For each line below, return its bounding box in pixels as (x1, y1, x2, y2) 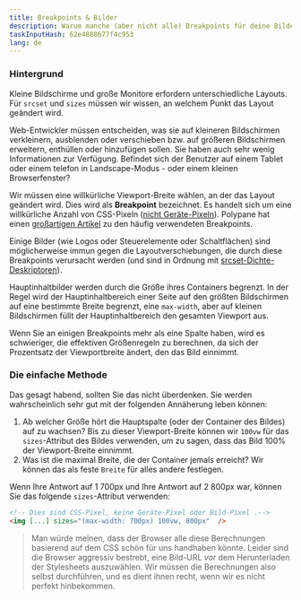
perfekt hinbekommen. (30, 580, 116, 591)
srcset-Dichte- (220, 255, 275, 265)
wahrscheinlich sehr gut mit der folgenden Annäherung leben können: (9, 398, 268, 409)
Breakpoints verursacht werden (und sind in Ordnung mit (9, 255, 219, 265)
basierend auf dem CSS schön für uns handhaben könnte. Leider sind (30, 542, 289, 552)
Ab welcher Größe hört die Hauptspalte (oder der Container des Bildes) (21, 416, 286, 427)
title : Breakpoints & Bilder (9, 13, 118, 22)
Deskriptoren (9, 264, 58, 274)
